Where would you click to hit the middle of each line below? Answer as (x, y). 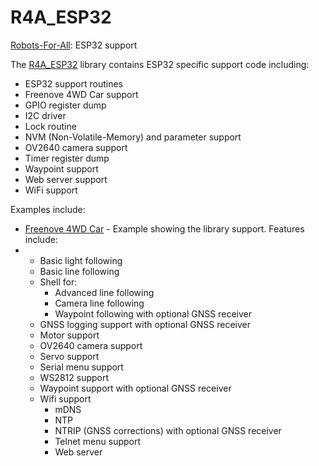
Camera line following (99, 303)
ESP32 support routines (73, 83)
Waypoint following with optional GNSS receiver (153, 313)
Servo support (69, 356)
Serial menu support (81, 367)
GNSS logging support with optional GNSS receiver (145, 324)
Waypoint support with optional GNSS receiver (135, 388)
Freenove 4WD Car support (81, 94)
